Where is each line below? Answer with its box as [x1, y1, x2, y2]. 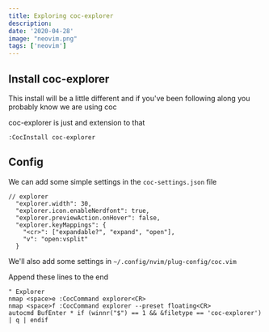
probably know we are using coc [8, 102, 117, 112]
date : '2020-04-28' [8, 27, 74, 35]
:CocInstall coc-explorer [8, 133, 95, 142]
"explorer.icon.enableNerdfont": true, [15, 206, 150, 215]
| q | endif [8, 316, 48, 324]
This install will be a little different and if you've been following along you [8, 93, 250, 103]
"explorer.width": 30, [15, 199, 92, 207]
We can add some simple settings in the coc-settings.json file [8, 177, 217, 186]
